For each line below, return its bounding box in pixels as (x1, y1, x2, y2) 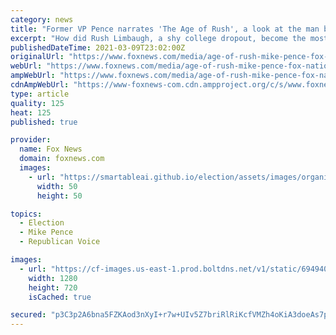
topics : (10, 209, 43, 219)
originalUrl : (10, 52, 65, 62)
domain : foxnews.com (19, 154, 105, 164)
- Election (19, 218, 65, 228)
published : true (10, 117, 78, 127)
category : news (10, 14, 74, 25)
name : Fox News (19, 144, 83, 155)
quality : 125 (10, 98, 65, 108)
